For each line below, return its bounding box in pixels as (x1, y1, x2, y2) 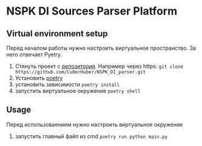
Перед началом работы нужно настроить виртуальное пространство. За (6, 44, 196, 51)
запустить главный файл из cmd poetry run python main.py (15, 132, 168, 140)
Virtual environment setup (6, 28, 108, 39)
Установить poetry (15, 75, 63, 81)
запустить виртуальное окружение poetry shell (15, 87, 141, 95)
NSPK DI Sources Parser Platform (6, 4, 178, 18)
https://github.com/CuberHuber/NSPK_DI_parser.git (15, 69, 146, 75)
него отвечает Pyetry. (6, 51, 62, 58)
